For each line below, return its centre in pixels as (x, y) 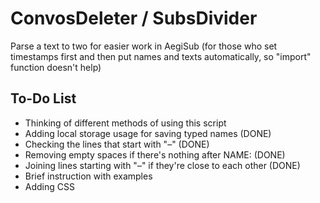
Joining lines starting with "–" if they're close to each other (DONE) (162, 165)
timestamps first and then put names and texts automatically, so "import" (161, 56)
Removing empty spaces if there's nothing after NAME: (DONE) (155, 154)
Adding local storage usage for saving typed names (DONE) (148, 133)
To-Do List (43, 98)
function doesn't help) (56, 67)
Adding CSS (49, 186)
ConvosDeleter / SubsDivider (134, 18)
